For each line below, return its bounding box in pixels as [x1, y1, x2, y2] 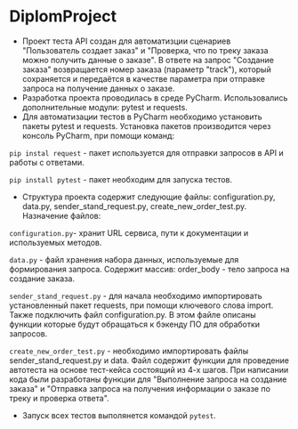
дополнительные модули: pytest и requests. [21, 101, 189, 112]
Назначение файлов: [21, 210, 101, 221]
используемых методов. [9, 237, 102, 247]
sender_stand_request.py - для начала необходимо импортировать [9, 290, 262, 301]
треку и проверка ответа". [9, 393, 109, 403]
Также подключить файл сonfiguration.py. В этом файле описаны [9, 309, 256, 320]
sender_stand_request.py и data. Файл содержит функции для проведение [9, 354, 289, 366]
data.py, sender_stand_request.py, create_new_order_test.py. [21, 200, 247, 211]
